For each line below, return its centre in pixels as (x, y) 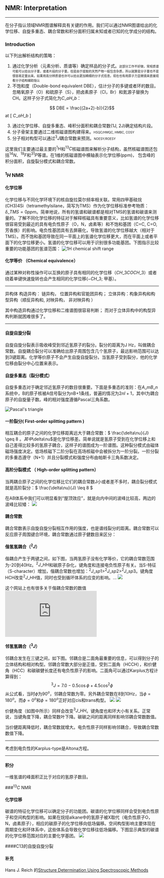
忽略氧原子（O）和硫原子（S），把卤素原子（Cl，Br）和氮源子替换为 (80, 92)
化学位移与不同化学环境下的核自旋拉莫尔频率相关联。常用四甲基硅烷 (73, 199)
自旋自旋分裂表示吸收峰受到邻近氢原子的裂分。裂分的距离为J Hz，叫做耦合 (80, 345)
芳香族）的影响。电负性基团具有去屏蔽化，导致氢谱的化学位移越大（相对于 (80, 230)
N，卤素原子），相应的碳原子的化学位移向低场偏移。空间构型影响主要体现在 (81, 824)
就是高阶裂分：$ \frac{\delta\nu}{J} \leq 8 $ (49, 488)
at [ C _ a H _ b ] (18, 116)
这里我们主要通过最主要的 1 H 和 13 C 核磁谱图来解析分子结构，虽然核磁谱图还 (79, 148)
